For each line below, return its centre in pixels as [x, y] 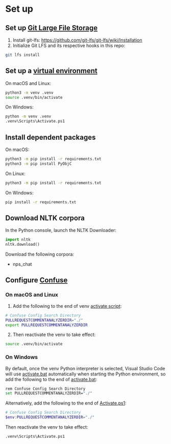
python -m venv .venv [28, 117]
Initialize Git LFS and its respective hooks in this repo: [69, 46]
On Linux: [15, 173]
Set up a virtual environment [52, 71]
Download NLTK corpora [45, 218]
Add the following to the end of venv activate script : [67, 306]
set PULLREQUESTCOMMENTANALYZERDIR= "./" [49, 393]
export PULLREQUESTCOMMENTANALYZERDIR [46, 325]
